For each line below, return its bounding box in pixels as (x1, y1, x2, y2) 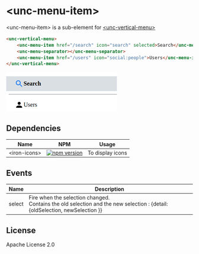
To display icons (88, 149, 127, 156)
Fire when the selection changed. (28, 194, 110, 201)
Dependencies (6, 123, 61, 133)
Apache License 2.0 (6, 241, 55, 248)
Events (6, 168, 33, 178)
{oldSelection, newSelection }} (28, 206, 102, 214)
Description (94, 185, 124, 192)
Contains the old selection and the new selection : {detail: (28, 200, 168, 207)
